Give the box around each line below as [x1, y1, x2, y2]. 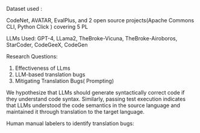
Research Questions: [6, 53, 58, 60]
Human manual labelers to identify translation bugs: [6, 120, 134, 127]
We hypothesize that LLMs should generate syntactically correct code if [6, 89, 185, 96]
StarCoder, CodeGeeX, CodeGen [6, 42, 88, 48]
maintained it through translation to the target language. [6, 108, 145, 115]
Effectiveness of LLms [14, 64, 70, 72]
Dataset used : [6, 5, 42, 12]
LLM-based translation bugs [14, 71, 86, 78]
